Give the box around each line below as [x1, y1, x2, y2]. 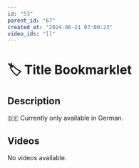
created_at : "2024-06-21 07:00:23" [7, 23, 113, 30]
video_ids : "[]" [7, 30, 56, 38]
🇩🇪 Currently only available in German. [7, 114, 124, 123]
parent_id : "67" [7, 17, 56, 24]
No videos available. [7, 154, 67, 162]
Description [7, 95, 61, 107]
